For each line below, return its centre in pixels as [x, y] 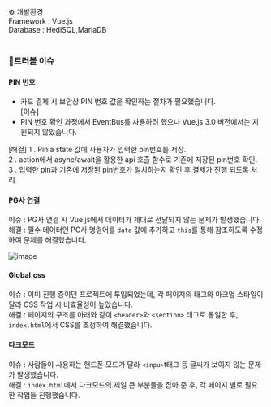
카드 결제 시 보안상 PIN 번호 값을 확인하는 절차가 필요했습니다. [118, 102]
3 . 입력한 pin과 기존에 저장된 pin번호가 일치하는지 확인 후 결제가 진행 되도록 [129, 170]
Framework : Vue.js [41, 21]
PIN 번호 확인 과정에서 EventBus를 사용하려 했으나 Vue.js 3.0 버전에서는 [135, 122]
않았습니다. [59, 132]
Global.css [27, 274]
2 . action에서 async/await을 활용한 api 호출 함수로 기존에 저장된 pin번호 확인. [133, 160]
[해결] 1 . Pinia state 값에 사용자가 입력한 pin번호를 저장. [97, 150]
